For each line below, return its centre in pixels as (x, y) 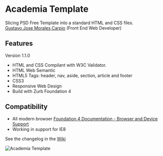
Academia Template (47, 9)
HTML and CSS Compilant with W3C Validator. (59, 65)
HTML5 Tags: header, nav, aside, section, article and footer (72, 76)
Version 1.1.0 (18, 55)
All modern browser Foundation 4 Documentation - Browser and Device (85, 118)
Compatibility (26, 107)
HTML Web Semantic (34, 70)
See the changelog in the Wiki (35, 139)
